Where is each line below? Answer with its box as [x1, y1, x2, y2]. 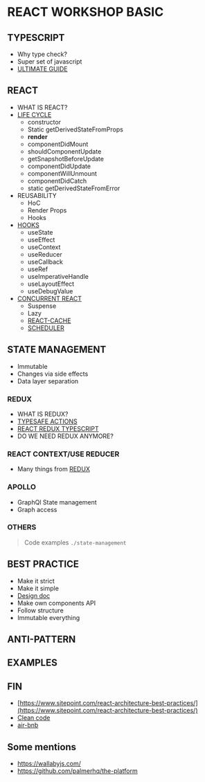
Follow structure [17, 606, 64, 615]
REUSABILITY [17, 191, 57, 199]
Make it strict [17, 576, 55, 585]
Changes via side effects [17, 370, 89, 378]
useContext [27, 243, 61, 251]
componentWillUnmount [27, 169, 97, 177]
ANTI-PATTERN [7, 634, 76, 646]
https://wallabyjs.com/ [17, 759, 81, 768]
